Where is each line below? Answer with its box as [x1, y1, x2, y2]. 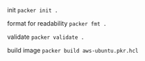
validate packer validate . [7, 33, 85, 41]
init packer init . [7, 6, 58, 14]
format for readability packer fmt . [7, 19, 107, 27]
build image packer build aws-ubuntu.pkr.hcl [7, 46, 139, 54]
